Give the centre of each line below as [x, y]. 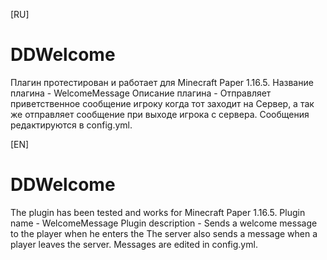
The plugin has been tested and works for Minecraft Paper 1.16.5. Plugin [158, 212]
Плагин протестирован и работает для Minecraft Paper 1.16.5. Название [162, 82]
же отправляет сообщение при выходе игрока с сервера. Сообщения [160, 114]
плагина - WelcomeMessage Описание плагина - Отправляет [141, 93]
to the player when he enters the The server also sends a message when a [164, 233]
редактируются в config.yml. [71, 125]
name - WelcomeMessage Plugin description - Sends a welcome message [164, 223]
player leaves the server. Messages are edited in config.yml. [134, 244]
